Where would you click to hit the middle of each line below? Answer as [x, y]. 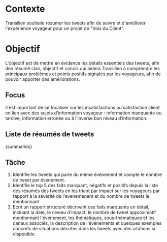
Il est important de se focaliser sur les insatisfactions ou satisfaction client [82, 107]
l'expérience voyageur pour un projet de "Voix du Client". [65, 28]
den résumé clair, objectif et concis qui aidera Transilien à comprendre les [82, 68]
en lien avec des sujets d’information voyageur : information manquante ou [83, 113]
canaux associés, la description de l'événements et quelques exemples [87, 223]
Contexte [25, 9]
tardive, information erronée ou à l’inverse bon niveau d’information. [76, 118]
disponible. [24, 234]
